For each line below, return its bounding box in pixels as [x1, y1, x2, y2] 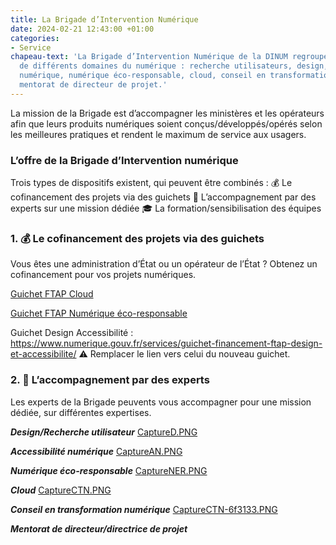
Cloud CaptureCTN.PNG [10, 484, 112, 496]
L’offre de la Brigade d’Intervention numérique [10, 153, 239, 167]
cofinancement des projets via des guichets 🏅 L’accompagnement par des [10, 191, 317, 203]
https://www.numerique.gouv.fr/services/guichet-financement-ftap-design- [10, 337, 323, 350]
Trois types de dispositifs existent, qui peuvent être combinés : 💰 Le [10, 177, 293, 189]
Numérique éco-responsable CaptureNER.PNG [10, 464, 208, 476]
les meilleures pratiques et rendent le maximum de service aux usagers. [10, 128, 307, 140]
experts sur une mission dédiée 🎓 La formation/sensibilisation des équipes [10, 202, 322, 215]
